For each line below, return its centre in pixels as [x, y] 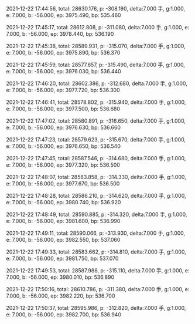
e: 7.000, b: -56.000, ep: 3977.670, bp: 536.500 [63, 183]
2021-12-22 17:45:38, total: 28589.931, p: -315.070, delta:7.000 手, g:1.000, [96, 46]
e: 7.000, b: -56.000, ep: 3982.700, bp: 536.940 [64, 315]
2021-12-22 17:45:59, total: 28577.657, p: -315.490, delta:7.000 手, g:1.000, [96, 65]
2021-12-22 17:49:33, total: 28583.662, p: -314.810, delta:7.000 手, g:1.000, [96, 252]
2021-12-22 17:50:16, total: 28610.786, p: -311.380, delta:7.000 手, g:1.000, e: [98, 289]
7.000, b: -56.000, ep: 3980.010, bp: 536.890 [60, 277]
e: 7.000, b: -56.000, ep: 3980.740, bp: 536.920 [64, 202]
